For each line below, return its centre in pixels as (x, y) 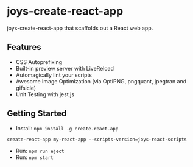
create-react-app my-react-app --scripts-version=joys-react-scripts (97, 139)
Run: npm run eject (40, 151)
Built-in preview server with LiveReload (65, 68)
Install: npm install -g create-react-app (67, 128)
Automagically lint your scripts (54, 75)
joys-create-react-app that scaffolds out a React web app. (80, 28)
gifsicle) (26, 88)
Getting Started (37, 114)
